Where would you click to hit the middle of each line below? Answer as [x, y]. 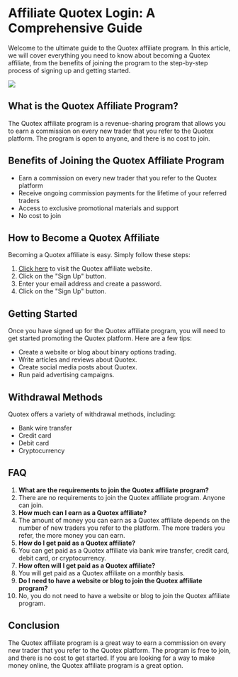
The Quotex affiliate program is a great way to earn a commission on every [117, 643]
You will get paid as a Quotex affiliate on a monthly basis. [101, 573]
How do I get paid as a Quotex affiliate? [77, 543]
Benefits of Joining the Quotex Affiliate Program [117, 161]
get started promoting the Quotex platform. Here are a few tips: [100, 338]
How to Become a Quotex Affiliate [84, 238]
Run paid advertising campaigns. [66, 375]
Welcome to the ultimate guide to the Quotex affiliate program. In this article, [119, 48]
